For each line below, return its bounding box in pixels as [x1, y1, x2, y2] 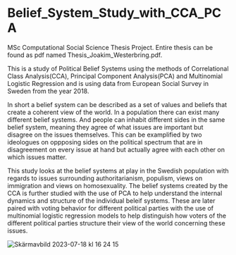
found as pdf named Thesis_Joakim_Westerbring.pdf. [7, 51, 163, 59]
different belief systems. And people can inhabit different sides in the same [7, 115, 225, 124]
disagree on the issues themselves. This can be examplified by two [7, 130, 202, 139]
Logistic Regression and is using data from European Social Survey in [7, 79, 209, 87]
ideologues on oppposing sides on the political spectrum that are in [7, 137, 203, 146]
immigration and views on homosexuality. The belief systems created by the [7, 181, 228, 189]
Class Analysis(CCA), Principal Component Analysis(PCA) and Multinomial [7, 72, 223, 80]
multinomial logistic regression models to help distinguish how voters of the [7, 211, 227, 220]
